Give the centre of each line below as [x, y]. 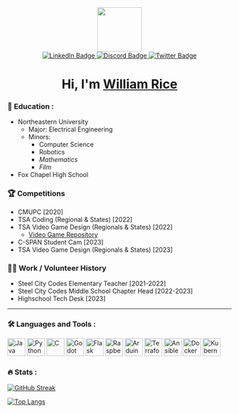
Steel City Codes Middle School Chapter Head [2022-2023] [105, 291]
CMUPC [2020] [41, 212]
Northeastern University [53, 122]
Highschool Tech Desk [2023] [62, 299]
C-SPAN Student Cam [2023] [60, 242]
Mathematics [58, 160]
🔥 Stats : [22, 372]
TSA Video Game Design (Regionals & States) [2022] [95, 227]
